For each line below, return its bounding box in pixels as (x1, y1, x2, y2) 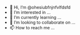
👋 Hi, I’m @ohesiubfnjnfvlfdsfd (9, 5, 71, 10)
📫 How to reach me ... (9, 25, 55, 30)
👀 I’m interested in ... (9, 9, 51, 15)
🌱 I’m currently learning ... (9, 15, 62, 20)
